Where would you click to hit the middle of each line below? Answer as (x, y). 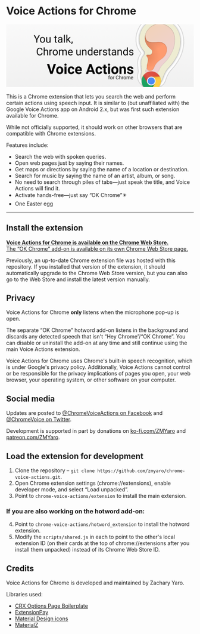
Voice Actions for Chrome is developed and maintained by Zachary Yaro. (95, 583)
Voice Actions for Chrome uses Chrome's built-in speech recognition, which (99, 361)
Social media (31, 398)
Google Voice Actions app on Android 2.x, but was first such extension (93, 109)
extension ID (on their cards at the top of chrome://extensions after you (102, 543)
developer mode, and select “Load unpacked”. (72, 490)
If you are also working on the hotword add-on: (76, 511)
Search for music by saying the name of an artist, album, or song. (95, 176)
